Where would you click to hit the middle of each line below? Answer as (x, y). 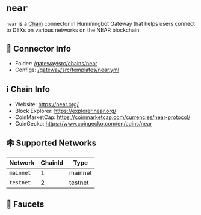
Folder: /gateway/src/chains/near (56, 63)
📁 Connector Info (39, 49)
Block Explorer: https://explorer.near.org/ (66, 111)
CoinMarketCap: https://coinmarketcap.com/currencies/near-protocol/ (103, 117)
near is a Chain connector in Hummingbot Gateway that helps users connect (101, 23)
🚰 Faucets (25, 204)
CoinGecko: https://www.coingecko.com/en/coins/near (83, 123)
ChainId (52, 163)
